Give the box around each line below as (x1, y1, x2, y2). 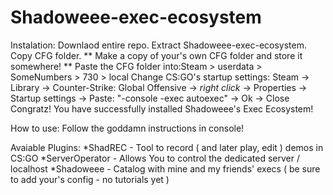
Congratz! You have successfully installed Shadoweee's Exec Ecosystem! (10, 102, 314, 115)
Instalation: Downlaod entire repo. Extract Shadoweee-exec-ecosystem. (10, 39, 308, 51)
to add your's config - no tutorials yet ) (10, 173, 170, 185)
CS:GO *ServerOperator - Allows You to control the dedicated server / (10, 152, 301, 164)
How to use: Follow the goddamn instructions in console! (10, 122, 245, 134)
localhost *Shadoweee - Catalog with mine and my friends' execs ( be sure (10, 162, 321, 175)
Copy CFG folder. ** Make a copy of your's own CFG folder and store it (10, 49, 303, 61)
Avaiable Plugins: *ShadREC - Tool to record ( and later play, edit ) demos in (10, 141, 324, 153)
